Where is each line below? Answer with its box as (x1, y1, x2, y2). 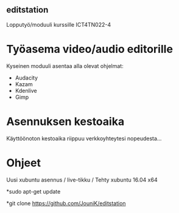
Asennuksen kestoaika (6, 115, 125, 128)
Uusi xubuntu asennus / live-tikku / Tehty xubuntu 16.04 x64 (6, 176, 158, 183)
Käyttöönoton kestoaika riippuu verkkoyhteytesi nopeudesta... (6, 135, 162, 142)
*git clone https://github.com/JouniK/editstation (6, 200, 126, 207)
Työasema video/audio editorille (6, 42, 174, 56)
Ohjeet (6, 156, 41, 169)
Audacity (15, 74, 38, 81)
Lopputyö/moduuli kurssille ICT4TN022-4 (6, 21, 111, 28)
